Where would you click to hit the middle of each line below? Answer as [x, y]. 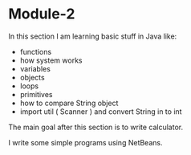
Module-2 [42, 14]
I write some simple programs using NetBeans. [85, 142]
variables [35, 68]
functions [36, 51]
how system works [51, 60]
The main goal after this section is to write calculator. [95, 127]
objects [33, 77]
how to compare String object [69, 103]
